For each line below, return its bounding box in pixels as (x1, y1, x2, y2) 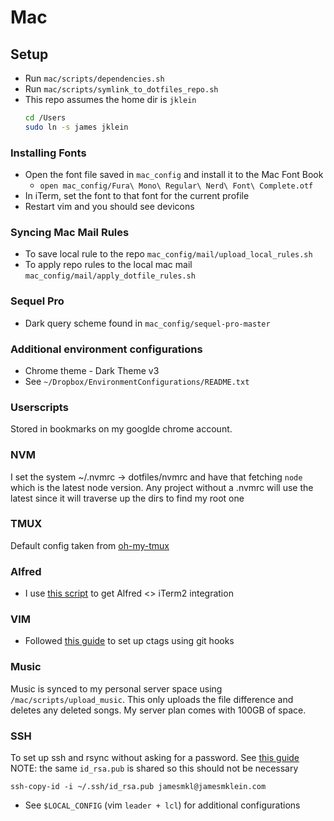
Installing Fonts (10, 146, 87, 160)
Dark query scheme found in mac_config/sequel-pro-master (24, 317, 271, 329)
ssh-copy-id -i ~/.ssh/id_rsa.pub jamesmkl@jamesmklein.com (10, 782, 267, 792)
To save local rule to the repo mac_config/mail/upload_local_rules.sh (24, 248, 313, 260)
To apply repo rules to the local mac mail (24, 259, 193, 271)
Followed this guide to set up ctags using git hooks (24, 635, 235, 647)
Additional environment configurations (10, 342, 203, 356)
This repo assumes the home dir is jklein (24, 94, 197, 105)
